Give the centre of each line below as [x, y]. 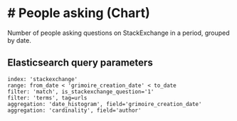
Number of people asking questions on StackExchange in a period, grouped [118, 33]
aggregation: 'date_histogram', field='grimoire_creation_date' [105, 104]
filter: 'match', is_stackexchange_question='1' [81, 91]
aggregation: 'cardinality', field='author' [74, 110]
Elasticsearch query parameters [80, 63]
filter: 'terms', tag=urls [47, 98]
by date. [20, 40]
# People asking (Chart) [79, 13]
